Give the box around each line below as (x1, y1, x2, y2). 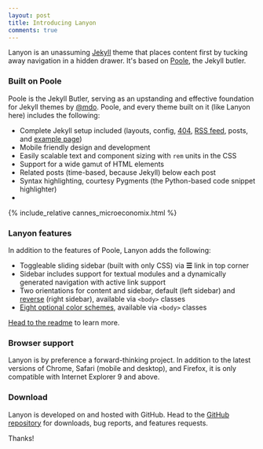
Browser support (8, 337, 75, 348)
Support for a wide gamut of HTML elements (19, 159, 165, 169)
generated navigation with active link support (19, 277, 166, 287)
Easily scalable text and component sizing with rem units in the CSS (19, 150, 237, 160)
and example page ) (19, 134, 82, 143)
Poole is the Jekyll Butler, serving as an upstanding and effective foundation (8, 94, 254, 103)
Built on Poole (8, 76, 62, 87)
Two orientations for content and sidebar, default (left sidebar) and (19, 285, 236, 295)
